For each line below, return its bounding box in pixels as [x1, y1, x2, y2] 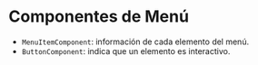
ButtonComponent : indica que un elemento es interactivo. [21, 45, 231, 56]
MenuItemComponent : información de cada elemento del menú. [21, 36, 250, 47]
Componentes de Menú [8, 6, 190, 27]
